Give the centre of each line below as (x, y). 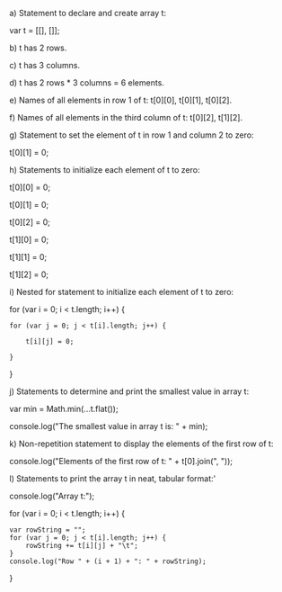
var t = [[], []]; (35, 30)
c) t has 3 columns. (45, 65)
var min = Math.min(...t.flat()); (64, 409)
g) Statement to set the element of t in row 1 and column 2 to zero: (132, 135)
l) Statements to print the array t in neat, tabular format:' (113, 479)
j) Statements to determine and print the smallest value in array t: (129, 391)
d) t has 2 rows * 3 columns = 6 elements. (87, 83)
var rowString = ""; (48, 530)
